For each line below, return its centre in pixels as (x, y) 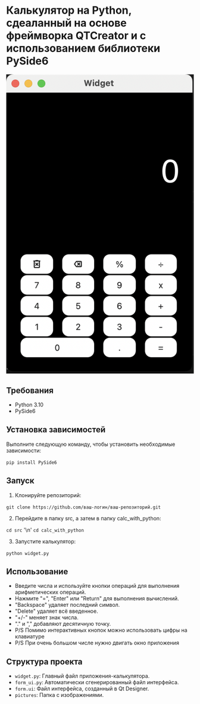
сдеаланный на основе (66, 23)
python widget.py (28, 553)
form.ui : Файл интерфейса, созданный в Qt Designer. (82, 689)
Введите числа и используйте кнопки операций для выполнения (97, 586)
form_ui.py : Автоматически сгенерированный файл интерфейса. (97, 683)
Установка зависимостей (56, 430)
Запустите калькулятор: (45, 541)
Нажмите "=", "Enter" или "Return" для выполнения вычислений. (97, 598)
